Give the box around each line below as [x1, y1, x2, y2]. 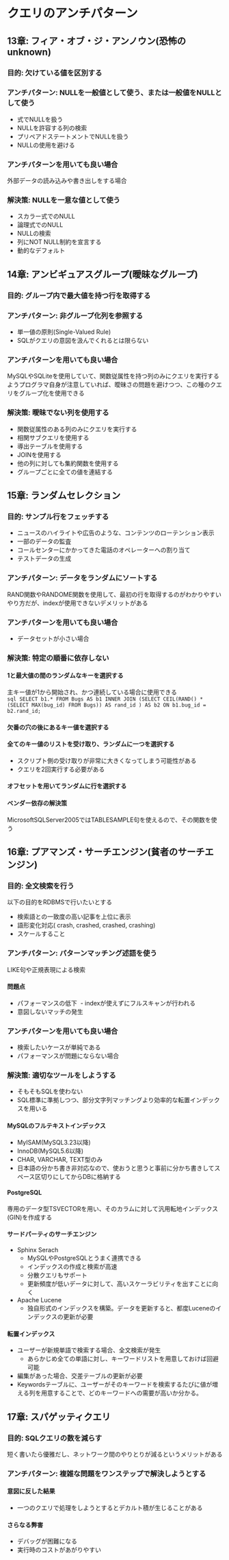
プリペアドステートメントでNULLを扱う [16, 132, 129, 141]
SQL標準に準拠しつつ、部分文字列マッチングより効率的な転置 [16, 1096, 190, 1104]
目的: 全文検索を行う [7, 881, 75, 890]
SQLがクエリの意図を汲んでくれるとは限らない [16, 337, 149, 344]
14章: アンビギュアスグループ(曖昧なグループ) [7, 268, 198, 280]
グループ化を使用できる [18, 389, 85, 398]
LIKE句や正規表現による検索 [7, 965, 86, 973]
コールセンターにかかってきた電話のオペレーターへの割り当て [16, 546, 191, 554]
